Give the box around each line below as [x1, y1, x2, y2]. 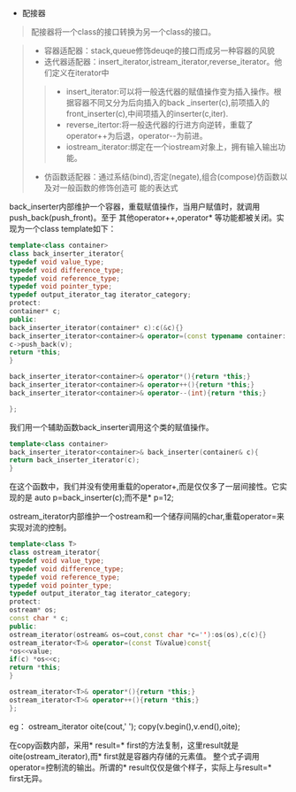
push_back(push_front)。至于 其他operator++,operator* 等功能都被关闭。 [9, 212, 277, 223]
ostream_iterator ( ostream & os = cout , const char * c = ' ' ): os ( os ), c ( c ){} [9, 630, 267, 639]
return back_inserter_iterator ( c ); [9, 456, 140, 465]
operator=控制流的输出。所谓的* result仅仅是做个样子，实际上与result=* [9, 762, 272, 773]
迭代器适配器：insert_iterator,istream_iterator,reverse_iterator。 [43, 57, 275, 66]
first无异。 [9, 773, 47, 783]
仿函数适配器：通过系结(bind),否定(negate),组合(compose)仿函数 [43, 172, 280, 181]
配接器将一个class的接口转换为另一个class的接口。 [30, 27, 216, 37]
